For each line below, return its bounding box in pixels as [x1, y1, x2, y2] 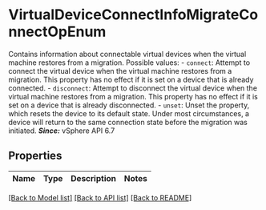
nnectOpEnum [8, 22, 107, 41]
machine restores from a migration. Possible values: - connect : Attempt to [8, 58, 251, 67]
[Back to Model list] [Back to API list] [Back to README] [8, 192, 192, 202]
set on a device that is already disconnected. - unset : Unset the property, [8, 100, 250, 110]
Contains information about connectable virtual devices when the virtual [8, 49, 247, 59]
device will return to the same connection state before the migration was [8, 117, 248, 127]
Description [71, 172, 116, 184]
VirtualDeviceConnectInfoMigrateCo [8, 6, 259, 24]
